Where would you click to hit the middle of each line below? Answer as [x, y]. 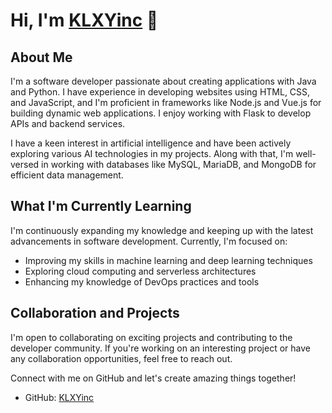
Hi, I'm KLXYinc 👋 [84, 20]
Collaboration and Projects [95, 313]
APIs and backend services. [68, 123]
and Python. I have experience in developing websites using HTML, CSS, [160, 92]
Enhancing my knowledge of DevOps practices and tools [142, 281]
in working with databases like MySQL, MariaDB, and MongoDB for [179, 164]
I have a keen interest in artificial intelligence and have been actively [151, 143]
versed [25, 164]
